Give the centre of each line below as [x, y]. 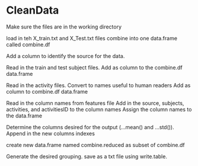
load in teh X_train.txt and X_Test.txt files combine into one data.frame [92, 38]
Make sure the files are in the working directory [64, 27]
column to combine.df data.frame [47, 91]
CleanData [33, 10]
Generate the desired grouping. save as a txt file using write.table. [87, 156]
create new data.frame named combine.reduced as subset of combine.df [95, 145]
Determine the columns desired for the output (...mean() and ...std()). [90, 127]
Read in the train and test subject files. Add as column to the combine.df [94, 67]
